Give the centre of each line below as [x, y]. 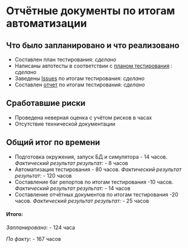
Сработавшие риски [46, 103]
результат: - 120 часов [43, 175]
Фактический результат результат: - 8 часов [71, 163]
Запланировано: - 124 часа [41, 227]
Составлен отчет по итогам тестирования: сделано [80, 85]
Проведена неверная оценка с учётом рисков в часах [83, 117]
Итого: [15, 214]
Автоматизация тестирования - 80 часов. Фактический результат [98, 169]
